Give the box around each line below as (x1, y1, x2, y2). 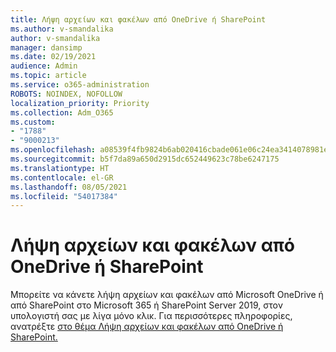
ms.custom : (10, 117, 56, 127)
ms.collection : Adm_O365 (10, 107, 114, 118)
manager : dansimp (10, 42, 83, 53)
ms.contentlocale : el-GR (10, 172, 114, 183)
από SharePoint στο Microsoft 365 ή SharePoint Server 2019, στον (10, 299, 283, 311)
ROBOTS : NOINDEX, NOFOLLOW (10, 89, 123, 99)
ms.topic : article (10, 71, 87, 81)
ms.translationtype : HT (10, 163, 110, 173)
